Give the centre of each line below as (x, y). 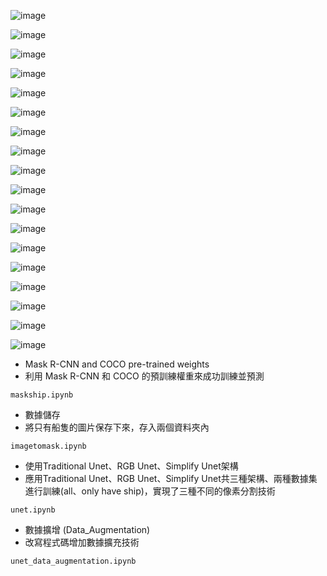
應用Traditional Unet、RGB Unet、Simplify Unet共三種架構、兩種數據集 (171, 478)
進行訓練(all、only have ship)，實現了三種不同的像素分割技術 (150, 491)
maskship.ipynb (42, 395)
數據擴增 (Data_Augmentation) (87, 529)
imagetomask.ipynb (48, 446)
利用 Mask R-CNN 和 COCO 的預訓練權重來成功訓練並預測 (144, 376)
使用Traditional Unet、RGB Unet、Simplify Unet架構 (131, 466)
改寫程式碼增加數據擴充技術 (82, 542)
